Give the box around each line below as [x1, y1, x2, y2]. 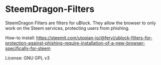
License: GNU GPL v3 [5, 55, 50, 61]
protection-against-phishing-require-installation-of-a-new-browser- [5, 40, 146, 46]
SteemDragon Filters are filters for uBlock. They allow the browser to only [5, 20, 156, 26]
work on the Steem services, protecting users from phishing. [5, 25, 130, 31]
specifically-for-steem [5, 45, 51, 51]
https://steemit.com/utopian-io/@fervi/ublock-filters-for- [36, 35, 153, 41]
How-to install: [5, 35, 35, 41]
